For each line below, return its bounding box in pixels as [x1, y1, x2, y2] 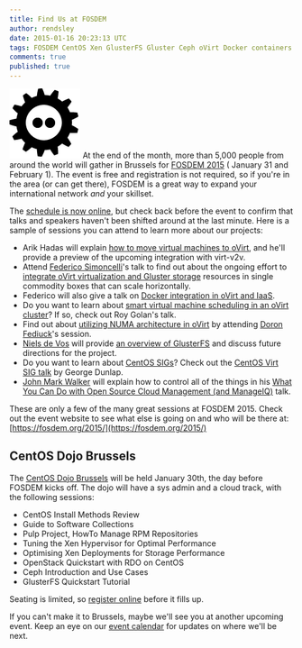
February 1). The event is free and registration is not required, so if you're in [9, 169, 290, 179]
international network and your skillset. [9, 188, 154, 198]
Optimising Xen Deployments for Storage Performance [22, 547, 225, 558]
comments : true [9, 52, 67, 62]
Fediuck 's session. [22, 329, 92, 339]
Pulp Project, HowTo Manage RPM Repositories [22, 528, 198, 539]
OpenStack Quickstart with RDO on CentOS [22, 557, 185, 568]
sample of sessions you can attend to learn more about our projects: [9, 225, 263, 235]
